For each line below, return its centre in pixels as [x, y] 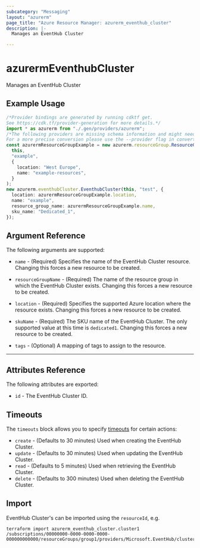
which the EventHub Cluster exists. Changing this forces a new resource [103, 286]
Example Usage [36, 104]
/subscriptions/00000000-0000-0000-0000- [58, 534]
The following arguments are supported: [56, 250]
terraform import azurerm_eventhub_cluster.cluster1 [73, 529]
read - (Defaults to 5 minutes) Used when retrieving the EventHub [95, 466]
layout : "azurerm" [29, 17]
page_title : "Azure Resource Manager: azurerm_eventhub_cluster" [89, 23]
